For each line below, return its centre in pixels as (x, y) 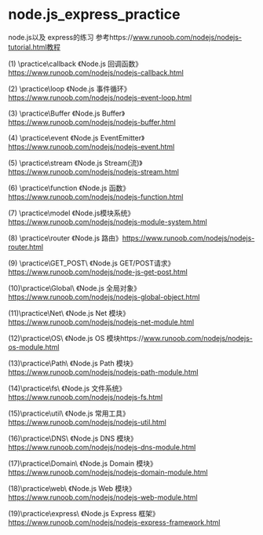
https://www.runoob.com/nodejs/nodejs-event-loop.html (100, 97)
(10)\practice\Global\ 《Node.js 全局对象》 (75, 288)
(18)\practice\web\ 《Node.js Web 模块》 (72, 488)
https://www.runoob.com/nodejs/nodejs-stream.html (93, 171)
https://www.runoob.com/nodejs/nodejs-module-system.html (108, 222)
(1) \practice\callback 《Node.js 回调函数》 (75, 64)
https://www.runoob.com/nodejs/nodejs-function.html (96, 196)
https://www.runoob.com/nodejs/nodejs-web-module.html (103, 497)
